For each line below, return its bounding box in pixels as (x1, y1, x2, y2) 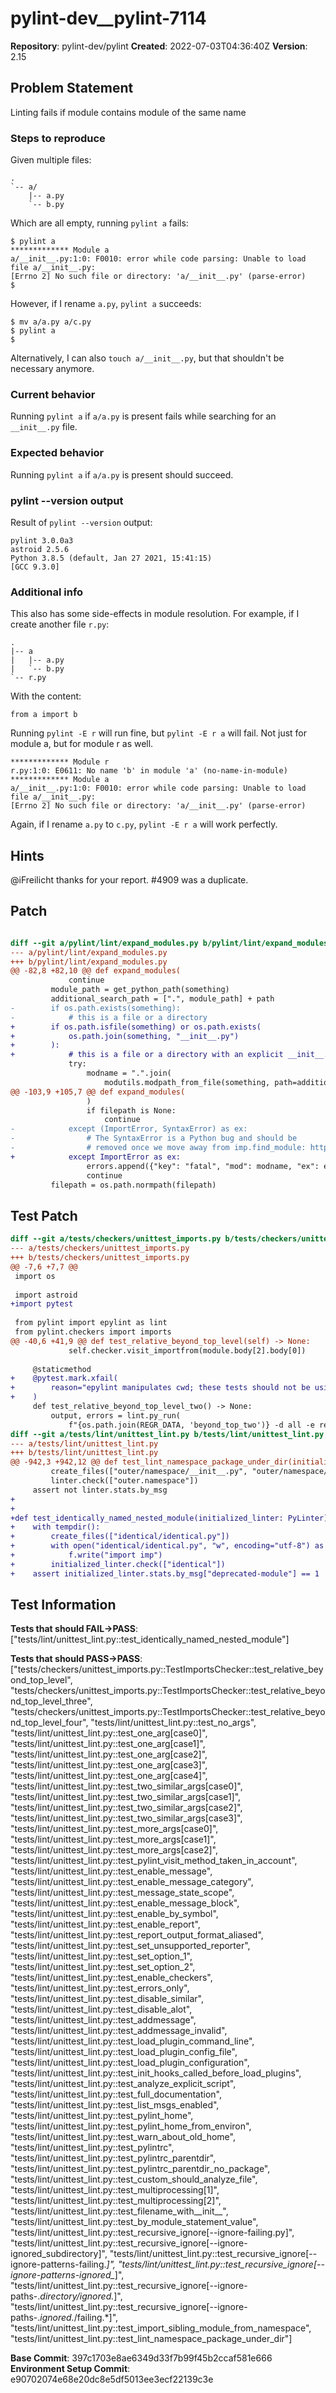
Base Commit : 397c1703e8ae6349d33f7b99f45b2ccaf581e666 (10, 2352, 273, 2364)
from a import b (10, 710, 78, 720)
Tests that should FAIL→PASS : (10, 1623, 138, 1635)
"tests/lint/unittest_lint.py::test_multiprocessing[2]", (10, 2195, 222, 2207)
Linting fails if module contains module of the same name (10, 106, 247, 118)
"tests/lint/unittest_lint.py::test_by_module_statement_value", (10, 2216, 259, 2228)
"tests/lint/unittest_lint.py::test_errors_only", (10, 1982, 190, 1994)
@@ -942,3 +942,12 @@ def (10, 1457, 118, 1467)
